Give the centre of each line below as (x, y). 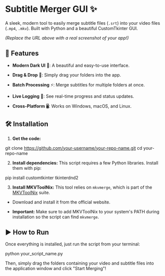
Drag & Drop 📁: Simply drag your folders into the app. (66, 75)
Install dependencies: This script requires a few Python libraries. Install (85, 163)
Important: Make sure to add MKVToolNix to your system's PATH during (86, 211)
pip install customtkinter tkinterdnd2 (42, 177)
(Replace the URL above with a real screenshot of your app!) (67, 38)
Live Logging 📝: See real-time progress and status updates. (73, 96)
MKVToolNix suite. (31, 192)
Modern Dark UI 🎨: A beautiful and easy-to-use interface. (71, 65)
